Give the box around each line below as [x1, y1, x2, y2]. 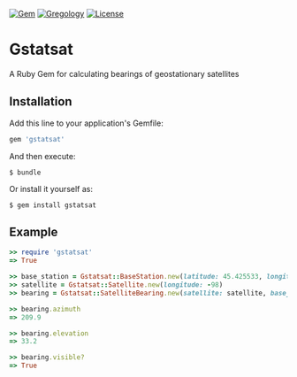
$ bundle [9, 168, 42, 177]
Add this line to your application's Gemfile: [9, 118, 164, 128]
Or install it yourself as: [9, 183, 93, 194]
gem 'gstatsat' [9, 135, 65, 143]
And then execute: [9, 150, 76, 161]
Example [9, 225, 58, 240]
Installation [9, 94, 72, 110]
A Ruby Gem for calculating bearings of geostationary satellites [9, 68, 240, 79]
